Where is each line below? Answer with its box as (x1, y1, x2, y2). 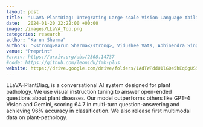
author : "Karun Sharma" (6, 37, 66, 43)
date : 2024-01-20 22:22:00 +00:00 (6, 20, 98, 26)
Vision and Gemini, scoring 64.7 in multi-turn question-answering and (6, 101, 180, 108)
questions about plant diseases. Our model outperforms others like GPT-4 (6, 94, 190, 102)
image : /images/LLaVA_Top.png (6, 25, 83, 32)
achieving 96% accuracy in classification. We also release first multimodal (6, 107, 192, 115)
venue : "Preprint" (6, 48, 53, 54)
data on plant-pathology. (6, 114, 68, 121)
